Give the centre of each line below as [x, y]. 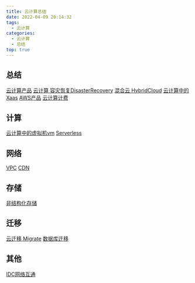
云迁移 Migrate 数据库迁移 [37, 238]
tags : [13, 22]
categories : [20, 33]
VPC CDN [18, 168]
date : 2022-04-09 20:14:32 [39, 17]
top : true [18, 50]
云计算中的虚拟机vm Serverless [44, 133]
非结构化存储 [21, 203]
